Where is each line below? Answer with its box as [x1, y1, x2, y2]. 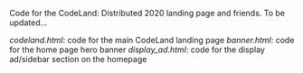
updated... [9, 17, 48, 28]
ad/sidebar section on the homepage [9, 54, 147, 64]
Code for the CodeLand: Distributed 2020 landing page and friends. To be [9, 8, 286, 18]
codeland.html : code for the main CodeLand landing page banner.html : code [9, 35, 295, 45]
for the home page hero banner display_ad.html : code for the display [9, 44, 265, 55]
